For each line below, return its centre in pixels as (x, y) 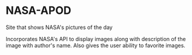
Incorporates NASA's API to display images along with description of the (96, 39)
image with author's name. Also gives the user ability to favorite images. (96, 45)
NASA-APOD (38, 11)
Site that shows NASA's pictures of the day (59, 27)
